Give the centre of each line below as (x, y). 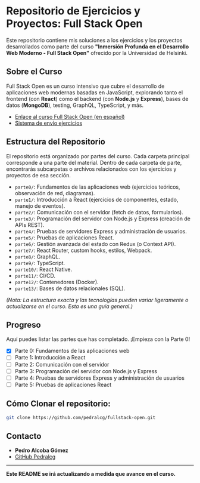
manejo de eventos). (40, 206)
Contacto (24, 436)
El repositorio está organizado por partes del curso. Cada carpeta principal (98, 156)
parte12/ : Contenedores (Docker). (57, 282)
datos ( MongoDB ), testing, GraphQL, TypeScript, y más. (75, 105)
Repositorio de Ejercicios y (74, 11)
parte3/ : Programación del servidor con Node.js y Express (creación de (102, 219)
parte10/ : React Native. (43, 269)
